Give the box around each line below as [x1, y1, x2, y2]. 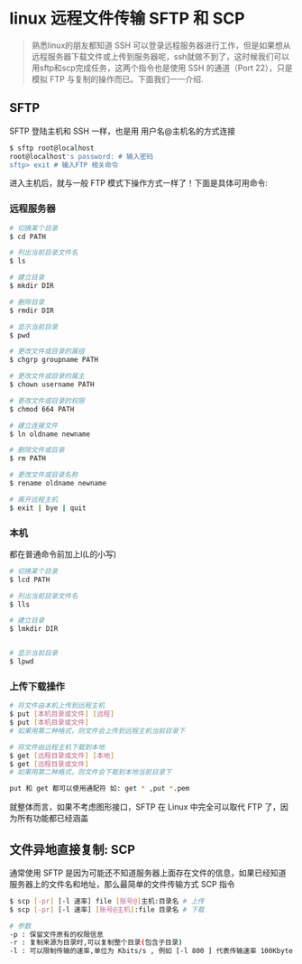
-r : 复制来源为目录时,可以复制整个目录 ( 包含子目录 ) [9, 938, 183, 948]
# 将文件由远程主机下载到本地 [9, 742, 105, 752]
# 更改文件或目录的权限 [9, 396, 86, 405]
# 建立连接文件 [9, 421, 59, 430]
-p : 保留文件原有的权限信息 [9, 930, 104, 939]
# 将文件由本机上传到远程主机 [9, 701, 105, 710]
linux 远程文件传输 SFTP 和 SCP [9, 8, 245, 29]
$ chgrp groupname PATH [9, 356, 99, 365]
